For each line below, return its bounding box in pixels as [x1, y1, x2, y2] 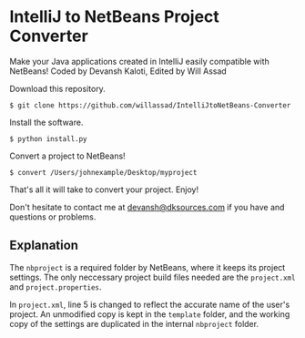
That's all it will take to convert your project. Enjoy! [9, 184, 198, 195]
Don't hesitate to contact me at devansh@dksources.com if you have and [9, 201, 285, 212]
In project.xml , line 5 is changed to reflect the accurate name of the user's [9, 299, 290, 310]
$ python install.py [9, 134, 88, 143]
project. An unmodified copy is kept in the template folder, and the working [9, 308, 290, 320]
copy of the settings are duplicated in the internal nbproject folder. [9, 318, 259, 329]
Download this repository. [9, 83, 107, 94]
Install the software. [9, 117, 84, 128]
